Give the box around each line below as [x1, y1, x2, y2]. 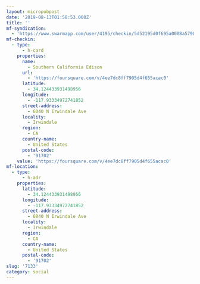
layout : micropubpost [6, 8, 60, 15]
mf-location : [6, 164, 39, 170]
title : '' [6, 20, 31, 26]
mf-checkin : [6, 36, 36, 42]
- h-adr [21, 175, 42, 181]
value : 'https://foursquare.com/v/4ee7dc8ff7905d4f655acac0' [17, 158, 171, 164]
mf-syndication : [6, 25, 46, 32]
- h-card [21, 48, 44, 54]
